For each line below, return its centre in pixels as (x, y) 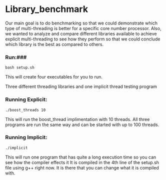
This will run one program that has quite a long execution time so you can (81, 157)
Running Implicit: (26, 137)
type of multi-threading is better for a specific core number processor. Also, (83, 28)
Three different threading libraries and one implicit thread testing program (81, 86)
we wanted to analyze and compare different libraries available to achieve (81, 33)
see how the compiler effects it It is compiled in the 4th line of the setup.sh (82, 162)
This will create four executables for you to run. (54, 77)
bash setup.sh (20, 68)
